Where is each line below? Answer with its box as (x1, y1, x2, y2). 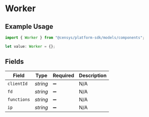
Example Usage (5, 22, 54, 31)
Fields (5, 58, 24, 66)
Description (78, 72, 107, 78)
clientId (7, 81, 28, 86)
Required (53, 72, 74, 78)
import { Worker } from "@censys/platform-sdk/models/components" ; (5, 35, 145, 40)
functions (7, 97, 30, 102)
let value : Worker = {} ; (5, 44, 56, 49)
